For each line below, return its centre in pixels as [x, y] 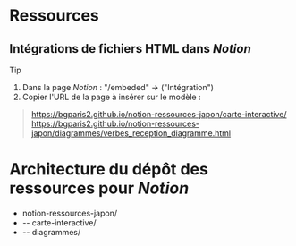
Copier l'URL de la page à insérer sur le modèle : [111, 97]
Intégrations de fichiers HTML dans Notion [131, 49]
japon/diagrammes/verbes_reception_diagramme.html [131, 133]
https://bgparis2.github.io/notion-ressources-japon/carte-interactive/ [159, 114]
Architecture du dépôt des [109, 170]
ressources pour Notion [99, 188]
